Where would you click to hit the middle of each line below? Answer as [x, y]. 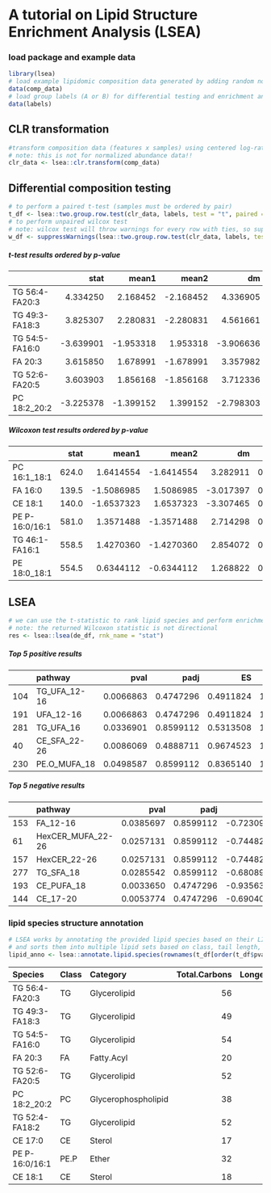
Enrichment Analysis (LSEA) [105, 32]
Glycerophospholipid [129, 1098]
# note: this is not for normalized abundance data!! [101, 155]
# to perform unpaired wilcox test [68, 221]
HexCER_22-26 [67, 859]
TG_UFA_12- [61, 691]
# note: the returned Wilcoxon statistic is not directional [113, 628]
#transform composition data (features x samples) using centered [122, 148]
